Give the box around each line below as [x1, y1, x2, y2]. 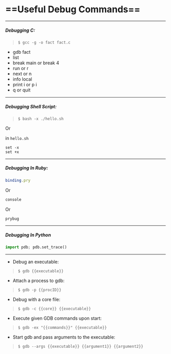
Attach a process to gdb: [12, 277, 65, 284]
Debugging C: [5, 27, 36, 33]
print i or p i [12, 81, 37, 87]
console [5, 197, 22, 202]
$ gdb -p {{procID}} [17, 288, 62, 293]
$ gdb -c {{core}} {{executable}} [17, 306, 91, 312]
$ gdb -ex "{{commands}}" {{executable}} [17, 325, 107, 331]
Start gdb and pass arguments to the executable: [12, 334, 116, 340]
